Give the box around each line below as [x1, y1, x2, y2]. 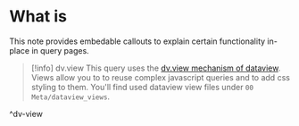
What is [9, 6, 67, 27]
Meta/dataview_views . [30, 91, 110, 102]
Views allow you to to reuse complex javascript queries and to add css [30, 71, 290, 82]
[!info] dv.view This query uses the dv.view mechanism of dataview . [30, 63, 281, 73]
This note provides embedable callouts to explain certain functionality [9, 36, 266, 46]
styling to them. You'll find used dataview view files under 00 [30, 81, 254, 92]
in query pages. [30, 45, 89, 55]
